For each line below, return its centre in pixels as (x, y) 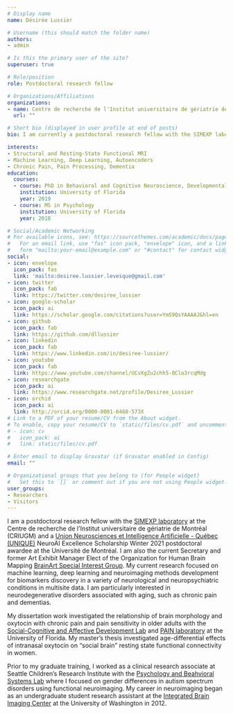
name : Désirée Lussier (40, 20)
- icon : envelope (32, 263)
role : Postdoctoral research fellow (60, 83)
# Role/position (31, 77)
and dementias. (29, 603)
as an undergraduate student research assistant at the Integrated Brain (108, 696)
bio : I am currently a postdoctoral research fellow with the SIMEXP (110, 135)
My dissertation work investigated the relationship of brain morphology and (115, 616)
